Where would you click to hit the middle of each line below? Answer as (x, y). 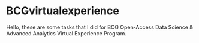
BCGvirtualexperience (63, 11)
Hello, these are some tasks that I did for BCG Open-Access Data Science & (100, 27)
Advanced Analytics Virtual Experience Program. (67, 33)
